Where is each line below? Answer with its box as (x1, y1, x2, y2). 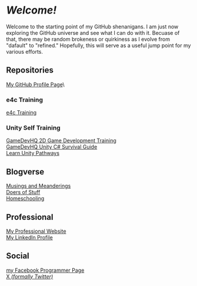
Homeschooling (6, 195, 45, 202)
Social (6, 251, 29, 261)
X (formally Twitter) (6, 272, 54, 280)
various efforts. (6, 48, 43, 55)
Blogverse (6, 166, 45, 177)
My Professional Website (6, 228, 66, 235)
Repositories (6, 65, 54, 75)
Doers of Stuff (6, 189, 41, 196)
